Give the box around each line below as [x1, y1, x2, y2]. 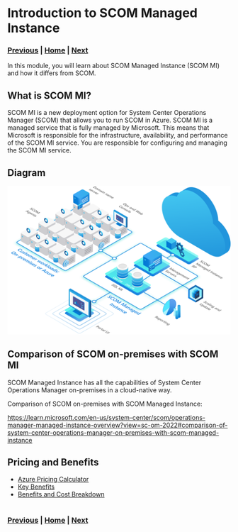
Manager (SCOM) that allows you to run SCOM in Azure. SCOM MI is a [7, 116, 213, 125]
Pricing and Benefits [7, 456, 99, 468]
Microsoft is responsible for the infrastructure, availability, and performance [7, 131, 228, 140]
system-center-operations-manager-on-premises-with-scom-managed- [7, 428, 220, 437]
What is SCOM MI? [7, 89, 92, 101]
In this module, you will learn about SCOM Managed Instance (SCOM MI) [7, 62, 220, 70]
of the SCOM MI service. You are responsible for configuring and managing [7, 138, 228, 147]
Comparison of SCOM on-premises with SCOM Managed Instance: [7, 399, 203, 408]
